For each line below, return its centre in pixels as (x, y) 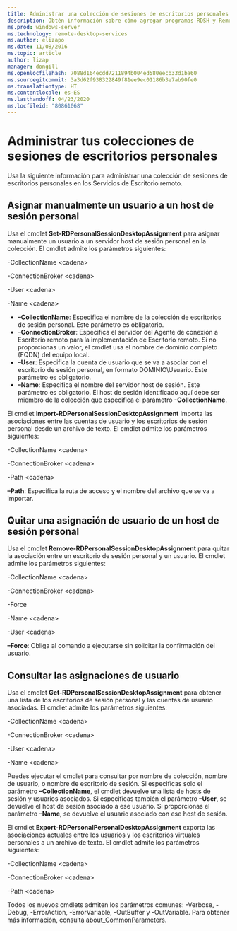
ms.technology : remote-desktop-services (68, 34)
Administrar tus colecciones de (101, 141)
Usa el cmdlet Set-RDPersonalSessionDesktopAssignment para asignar (114, 233)
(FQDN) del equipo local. (54, 354)
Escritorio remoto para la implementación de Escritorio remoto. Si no (117, 340)
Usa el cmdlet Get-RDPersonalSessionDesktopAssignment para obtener (115, 693)
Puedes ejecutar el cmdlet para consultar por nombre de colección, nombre (117, 776)
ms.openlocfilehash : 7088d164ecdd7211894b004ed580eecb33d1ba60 (102, 73)
